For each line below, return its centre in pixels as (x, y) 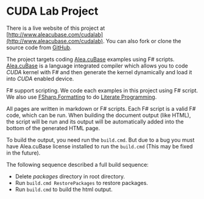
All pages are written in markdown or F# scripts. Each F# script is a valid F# (101, 108)
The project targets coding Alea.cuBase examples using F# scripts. (90, 59)
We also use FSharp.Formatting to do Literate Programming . (82, 97)
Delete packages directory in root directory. (70, 176)
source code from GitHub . (39, 47)
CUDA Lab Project (52, 11)
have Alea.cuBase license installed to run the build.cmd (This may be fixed (100, 146)
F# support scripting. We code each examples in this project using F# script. (102, 90)
